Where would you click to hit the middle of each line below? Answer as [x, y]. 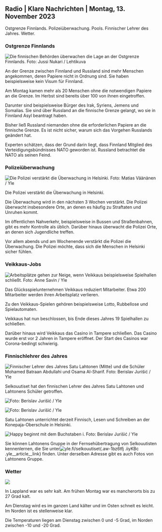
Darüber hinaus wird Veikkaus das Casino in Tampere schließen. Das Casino [81, 333]
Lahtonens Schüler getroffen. [34, 391]
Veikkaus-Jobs [23, 264]
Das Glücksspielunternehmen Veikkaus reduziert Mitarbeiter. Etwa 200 [75, 290]
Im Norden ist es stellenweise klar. [39, 511]
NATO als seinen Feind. [28, 155]
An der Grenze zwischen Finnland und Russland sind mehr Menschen [74, 71]
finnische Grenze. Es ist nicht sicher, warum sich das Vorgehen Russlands [79, 130]
